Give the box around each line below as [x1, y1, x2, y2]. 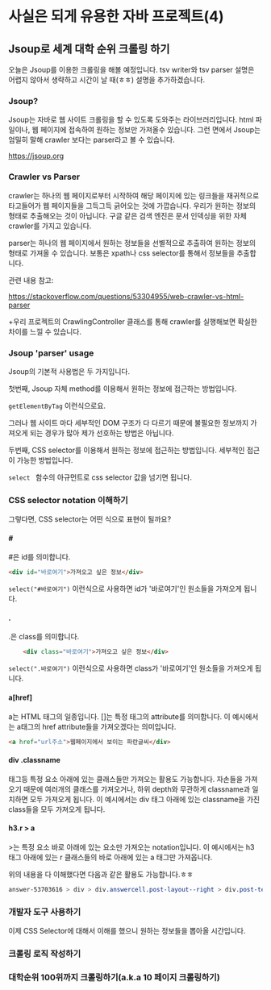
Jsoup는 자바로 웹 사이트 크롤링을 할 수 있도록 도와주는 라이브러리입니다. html [8, 114, 254, 125]
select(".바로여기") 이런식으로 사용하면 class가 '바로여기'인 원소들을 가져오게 [8, 663, 253, 673]
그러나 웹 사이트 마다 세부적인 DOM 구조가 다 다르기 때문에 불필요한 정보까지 [8, 418, 249, 427]
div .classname [8, 755, 60, 765]
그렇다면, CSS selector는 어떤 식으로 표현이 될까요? [8, 514, 172, 524]
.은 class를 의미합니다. [8, 632, 80, 642]
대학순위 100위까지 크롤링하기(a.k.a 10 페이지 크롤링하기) [8, 971, 220, 983]
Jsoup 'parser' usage [8, 347, 94, 359]
